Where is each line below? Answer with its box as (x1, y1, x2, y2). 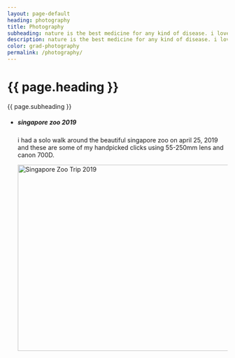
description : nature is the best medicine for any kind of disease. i (7, 36, 218, 43)
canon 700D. (17, 151, 55, 159)
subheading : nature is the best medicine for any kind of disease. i (7, 29, 215, 37)
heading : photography (7, 17, 71, 24)
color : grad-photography (7, 43, 80, 50)
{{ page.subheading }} (7, 102, 72, 110)
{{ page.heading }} (7, 80, 119, 95)
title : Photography (7, 23, 64, 30)
